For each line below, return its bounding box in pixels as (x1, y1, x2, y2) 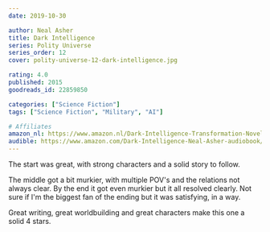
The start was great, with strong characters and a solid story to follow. (8, 159, 240, 169)
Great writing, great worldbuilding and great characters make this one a (8, 208, 245, 217)
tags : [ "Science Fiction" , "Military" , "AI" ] (8, 108, 163, 116)
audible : (8, 138, 38, 146)
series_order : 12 (8, 49, 67, 57)
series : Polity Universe (8, 41, 92, 49)
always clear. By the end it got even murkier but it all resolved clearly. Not (8, 184, 252, 193)
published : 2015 (8, 78, 63, 86)
